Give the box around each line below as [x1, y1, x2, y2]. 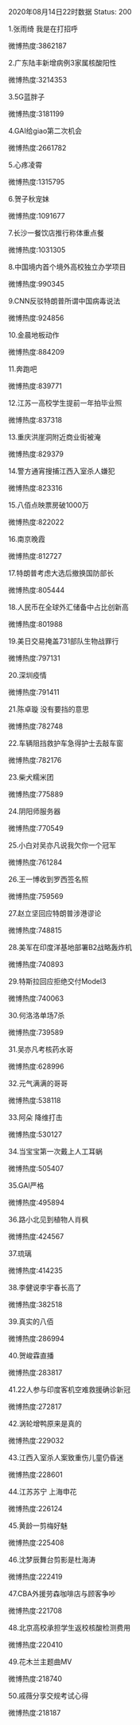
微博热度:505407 [8, 1164, 64, 1173]
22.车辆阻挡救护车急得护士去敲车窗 [8, 739, 124, 748]
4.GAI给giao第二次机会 [8, 126, 82, 135]
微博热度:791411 [8, 688, 60, 696]
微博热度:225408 [8, 1538, 64, 1547]
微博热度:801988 [8, 620, 64, 628]
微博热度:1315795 [8, 177, 65, 187]
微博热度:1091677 [8, 211, 65, 220]
